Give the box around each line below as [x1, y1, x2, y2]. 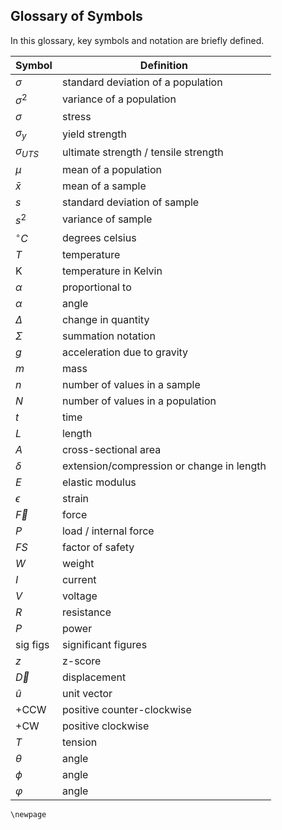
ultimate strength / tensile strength [61, 145, 224, 159]
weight [61, 557, 95, 571]
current [61, 573, 97, 587]
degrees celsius [61, 230, 137, 244]
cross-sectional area [61, 443, 162, 457]
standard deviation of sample [61, 195, 200, 209]
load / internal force [61, 524, 155, 538]
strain [61, 492, 89, 506]
